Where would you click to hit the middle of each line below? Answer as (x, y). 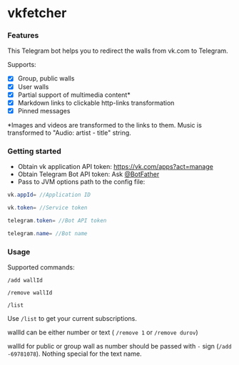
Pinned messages (44, 110)
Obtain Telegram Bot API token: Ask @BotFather (88, 174)
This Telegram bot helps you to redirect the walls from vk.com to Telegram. (118, 51)
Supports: (22, 65)
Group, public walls (46, 78)
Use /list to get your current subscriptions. (72, 318)
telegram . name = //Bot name (47, 233)
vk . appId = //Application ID (49, 195)
